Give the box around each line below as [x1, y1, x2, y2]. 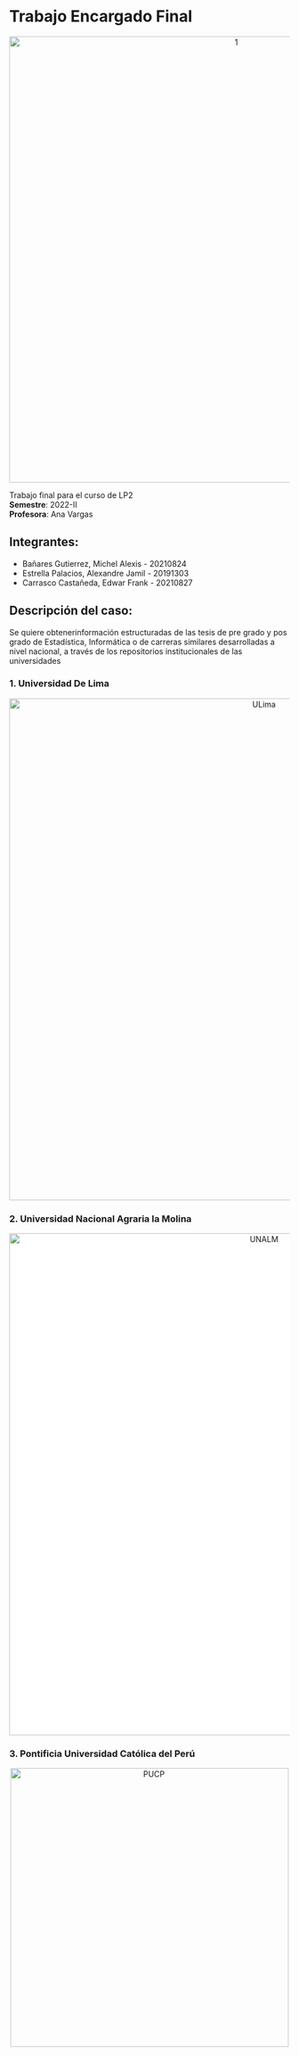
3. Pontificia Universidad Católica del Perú [9, 1747, 196, 1760]
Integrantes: [9, 535, 79, 550]
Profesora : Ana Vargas [9, 509, 93, 519]
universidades [9, 655, 61, 666]
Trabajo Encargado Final [9, 6, 193, 27]
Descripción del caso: [9, 603, 133, 618]
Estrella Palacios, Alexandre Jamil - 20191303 [21, 568, 190, 578]
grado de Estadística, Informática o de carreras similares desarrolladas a [9, 636, 276, 647]
